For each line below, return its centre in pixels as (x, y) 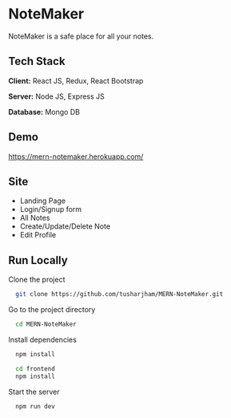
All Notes (35, 218)
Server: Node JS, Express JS (57, 96)
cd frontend (36, 369)
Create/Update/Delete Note (65, 226)
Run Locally (38, 260)
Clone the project (37, 280)
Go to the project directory (52, 310)
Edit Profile (38, 235)
